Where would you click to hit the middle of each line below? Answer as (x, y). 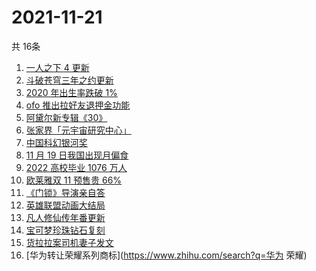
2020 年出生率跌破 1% (71, 92)
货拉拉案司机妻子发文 (69, 242)
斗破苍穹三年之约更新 (69, 80)
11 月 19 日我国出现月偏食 (77, 155)
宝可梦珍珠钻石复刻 (65, 230)
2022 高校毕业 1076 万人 (76, 167)
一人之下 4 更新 (57, 67)
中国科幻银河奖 (56, 142)
